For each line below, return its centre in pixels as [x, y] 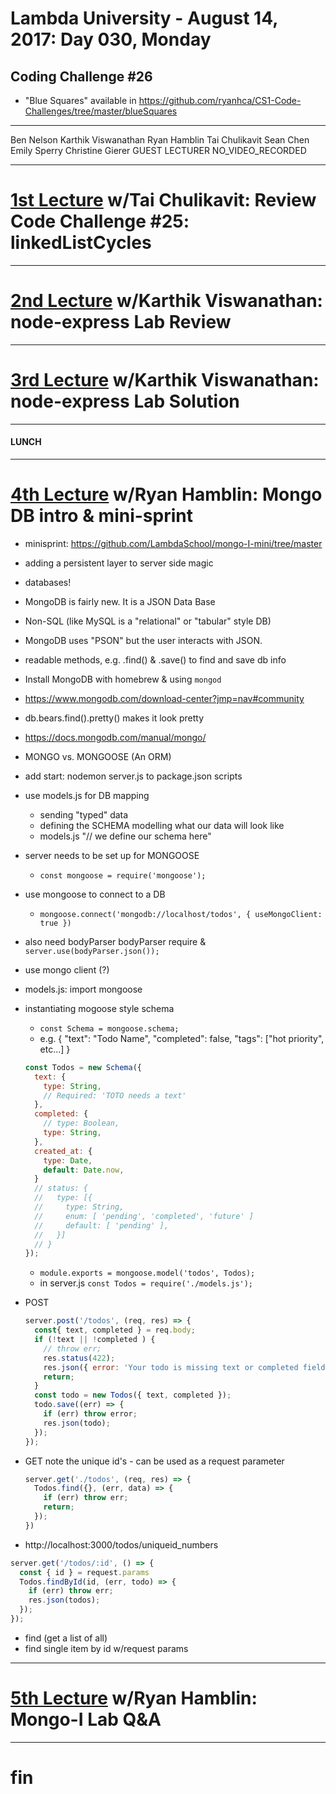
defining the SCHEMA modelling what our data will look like [162, 825]
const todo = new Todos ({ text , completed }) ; [133, 1395]
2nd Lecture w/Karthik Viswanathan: [166, 301]
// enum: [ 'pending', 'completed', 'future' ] [144, 1216]
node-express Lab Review [121, 322]
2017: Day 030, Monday [111, 39]
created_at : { [63, 1151]
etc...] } [55, 1049]
